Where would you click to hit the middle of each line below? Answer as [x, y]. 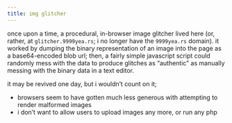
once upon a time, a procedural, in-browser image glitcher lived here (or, [111, 33]
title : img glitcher [37, 14]
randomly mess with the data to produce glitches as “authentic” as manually [116, 63]
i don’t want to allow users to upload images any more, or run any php [117, 112]
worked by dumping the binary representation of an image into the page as [115, 48]
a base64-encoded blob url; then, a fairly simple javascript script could [109, 56]
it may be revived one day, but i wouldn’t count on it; [82, 83]
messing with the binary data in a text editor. [71, 70]
